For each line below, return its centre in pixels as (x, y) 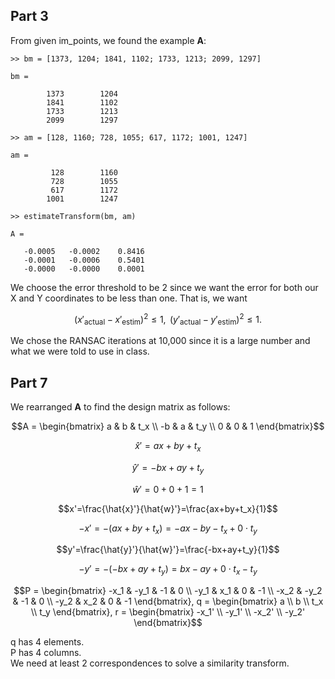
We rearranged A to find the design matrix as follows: (120, 407)
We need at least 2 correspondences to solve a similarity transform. (150, 663)
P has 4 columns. (46, 653)
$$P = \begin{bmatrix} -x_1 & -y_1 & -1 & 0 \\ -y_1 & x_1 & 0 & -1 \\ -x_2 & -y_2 (168, 591)
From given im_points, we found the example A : (108, 40)
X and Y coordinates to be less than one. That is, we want (129, 298)
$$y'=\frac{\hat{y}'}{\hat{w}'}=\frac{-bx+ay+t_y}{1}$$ (168, 550)
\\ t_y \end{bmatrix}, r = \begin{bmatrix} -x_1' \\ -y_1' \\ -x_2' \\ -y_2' (168, 612)
